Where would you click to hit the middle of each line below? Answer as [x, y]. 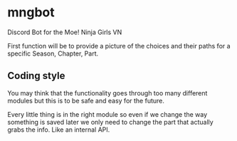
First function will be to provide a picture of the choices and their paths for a [119, 46]
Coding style [36, 76]
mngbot [31, 12]
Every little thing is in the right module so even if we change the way [107, 114]
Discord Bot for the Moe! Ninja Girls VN [65, 32]
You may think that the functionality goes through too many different [107, 93]
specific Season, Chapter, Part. [53, 53]
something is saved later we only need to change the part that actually [110, 122]
